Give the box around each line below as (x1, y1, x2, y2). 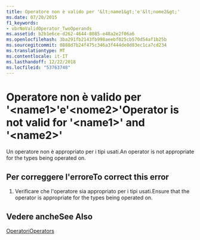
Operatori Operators (6, 227, 55, 234)
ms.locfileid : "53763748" (6, 64, 70, 71)
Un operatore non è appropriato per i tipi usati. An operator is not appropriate (6, 148, 195, 156)
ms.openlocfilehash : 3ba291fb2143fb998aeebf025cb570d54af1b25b (6, 37, 167, 42)
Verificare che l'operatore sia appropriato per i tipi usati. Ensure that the (14, 188, 190, 195)
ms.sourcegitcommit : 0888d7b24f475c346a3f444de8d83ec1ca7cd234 (6, 42, 167, 48)
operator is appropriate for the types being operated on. (14, 194, 153, 201)
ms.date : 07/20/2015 (6, 14, 58, 20)
